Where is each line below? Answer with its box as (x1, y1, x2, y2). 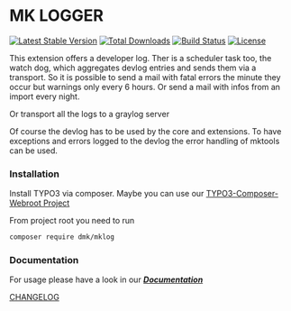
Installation (9, 168, 60, 180)
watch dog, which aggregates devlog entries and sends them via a (9, 62, 257, 73)
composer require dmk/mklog (9, 233, 115, 242)
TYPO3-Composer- (205, 188, 279, 199)
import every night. (9, 91, 80, 102)
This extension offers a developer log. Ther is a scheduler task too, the (9, 52, 272, 63)
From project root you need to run (9, 215, 135, 226)
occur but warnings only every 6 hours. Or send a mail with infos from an (9, 81, 281, 92)
